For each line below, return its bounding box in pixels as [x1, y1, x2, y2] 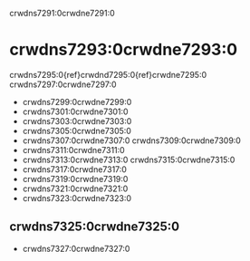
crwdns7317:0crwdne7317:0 [22, 163, 127, 175]
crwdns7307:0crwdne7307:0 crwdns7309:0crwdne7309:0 [22, 135, 242, 146]
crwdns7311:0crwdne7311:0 [22, 144, 125, 155]
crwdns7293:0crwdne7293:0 [9, 40, 238, 60]
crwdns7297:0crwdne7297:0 [9, 79, 117, 90]
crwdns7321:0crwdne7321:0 [22, 183, 129, 194]
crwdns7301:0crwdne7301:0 [22, 106, 129, 117]
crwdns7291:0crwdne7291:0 [9, 8, 115, 18]
